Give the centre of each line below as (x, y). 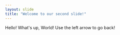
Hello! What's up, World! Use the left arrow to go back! (60, 27)
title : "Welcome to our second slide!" (46, 14)
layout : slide (20, 9)
